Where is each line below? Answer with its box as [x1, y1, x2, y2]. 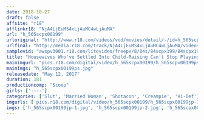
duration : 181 [6, 76, 42, 82]
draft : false [6, 15, 39, 21]
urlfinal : [6, 43, 32, 49]
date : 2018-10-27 [6, 8, 50, 15]
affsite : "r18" [6, 20, 45, 26]
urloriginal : [6, 37, 39, 43]
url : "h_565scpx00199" [6, 32, 64, 38]
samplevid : [6, 48, 34, 55]
